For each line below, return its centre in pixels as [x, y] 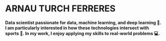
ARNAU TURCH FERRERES [60, 9]
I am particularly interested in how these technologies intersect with [77, 28]
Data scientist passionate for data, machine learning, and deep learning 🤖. [83, 22]
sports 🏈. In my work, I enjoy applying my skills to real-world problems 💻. [83, 33]
